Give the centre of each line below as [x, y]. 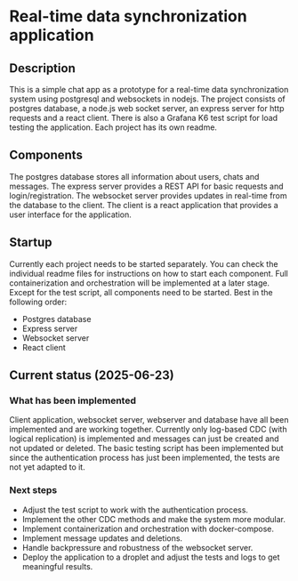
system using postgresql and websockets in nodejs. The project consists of [148, 99]
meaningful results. [57, 566]
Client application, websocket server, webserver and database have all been [149, 420]
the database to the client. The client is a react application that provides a [144, 205]
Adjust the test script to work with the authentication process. [135, 510]
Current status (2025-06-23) [92, 375]
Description [42, 68]
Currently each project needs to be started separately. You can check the [144, 263]
